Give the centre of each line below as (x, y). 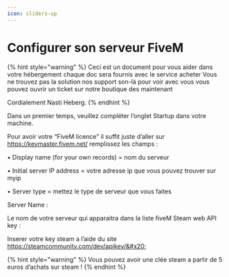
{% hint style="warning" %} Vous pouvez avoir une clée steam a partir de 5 (115, 259)
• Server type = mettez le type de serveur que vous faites (89, 191)
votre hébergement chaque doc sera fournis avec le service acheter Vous (112, 74)
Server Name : (28, 204)
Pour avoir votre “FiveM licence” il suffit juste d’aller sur (86, 136)
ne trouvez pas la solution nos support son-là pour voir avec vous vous (108, 82)
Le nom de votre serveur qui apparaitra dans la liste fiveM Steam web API (112, 218)
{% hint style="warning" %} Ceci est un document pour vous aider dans (110, 67)
